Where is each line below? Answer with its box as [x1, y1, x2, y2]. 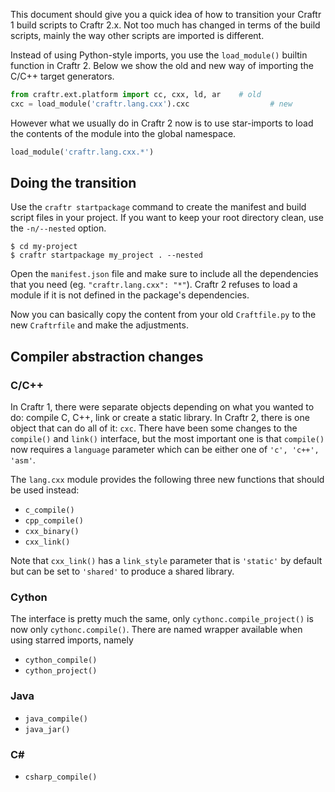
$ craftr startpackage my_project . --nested [10, 250, 203, 261]
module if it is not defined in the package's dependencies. [10, 289, 250, 301]
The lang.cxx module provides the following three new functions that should [10, 474, 325, 486]
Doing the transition [10, 175, 137, 192]
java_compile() [24, 714, 89, 724]
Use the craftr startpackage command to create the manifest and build [10, 201, 307, 213]
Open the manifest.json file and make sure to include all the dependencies [10, 268, 319, 280]
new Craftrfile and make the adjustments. [10, 319, 189, 331]
